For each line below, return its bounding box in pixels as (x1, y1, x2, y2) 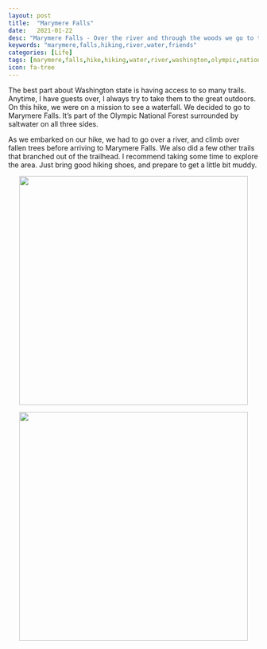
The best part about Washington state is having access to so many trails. (8, 85, 246, 95)
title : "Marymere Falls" (8, 19, 94, 27)
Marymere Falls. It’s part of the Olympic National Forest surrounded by (8, 111, 239, 120)
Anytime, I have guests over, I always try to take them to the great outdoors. (8, 93, 257, 104)
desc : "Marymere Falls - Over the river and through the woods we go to (8, 33, 254, 42)
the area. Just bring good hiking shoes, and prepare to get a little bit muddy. (8, 160, 257, 170)
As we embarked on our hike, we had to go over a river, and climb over (8, 135, 240, 144)
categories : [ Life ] (8, 49, 73, 57)
